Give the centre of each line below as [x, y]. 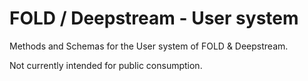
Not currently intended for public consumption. [106, 65]
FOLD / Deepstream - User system [154, 18]
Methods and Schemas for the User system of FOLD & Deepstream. [149, 46]
